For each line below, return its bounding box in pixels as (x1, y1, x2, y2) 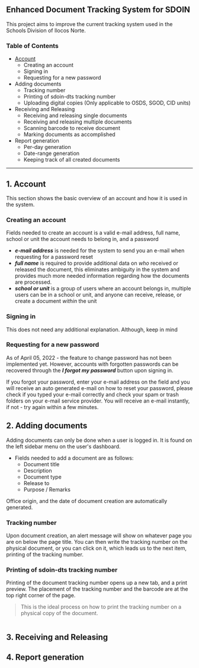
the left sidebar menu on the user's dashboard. (6, 442, 121, 450)
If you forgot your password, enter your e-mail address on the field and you (6, 378, 190, 385)
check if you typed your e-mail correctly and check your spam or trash (6, 391, 179, 398)
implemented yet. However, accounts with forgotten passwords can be (6, 360, 179, 368)
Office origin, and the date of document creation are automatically (6, 497, 168, 504)
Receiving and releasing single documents (23, 112, 127, 119)
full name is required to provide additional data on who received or (14, 259, 179, 267)
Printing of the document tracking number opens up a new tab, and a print (6, 579, 188, 587)
